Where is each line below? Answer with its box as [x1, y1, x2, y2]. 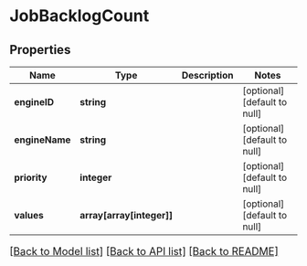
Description [181, 69, 234, 81]
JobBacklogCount [9, 5, 150, 27]
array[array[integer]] [79, 209, 174, 221]
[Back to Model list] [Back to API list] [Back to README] [9, 245, 279, 258]
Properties [9, 42, 71, 58]
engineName [14, 133, 71, 146]
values [14, 209, 44, 221]
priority [14, 171, 48, 184]
